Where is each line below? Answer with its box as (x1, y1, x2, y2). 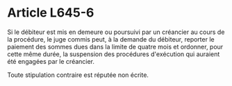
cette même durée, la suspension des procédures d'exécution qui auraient (7, 50, 220, 58)
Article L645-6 (7, 5, 94, 21)
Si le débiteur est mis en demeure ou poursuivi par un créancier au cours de (7, 28, 225, 36)
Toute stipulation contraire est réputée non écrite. (7, 71, 149, 79)
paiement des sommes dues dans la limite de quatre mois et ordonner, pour (7, 42, 224, 51)
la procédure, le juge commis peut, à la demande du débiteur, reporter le (7, 35, 215, 43)
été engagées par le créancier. (7, 57, 95, 65)
